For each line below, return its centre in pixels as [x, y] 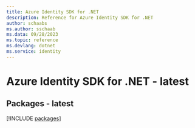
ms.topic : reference [32, 40]
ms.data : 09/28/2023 [32, 35]
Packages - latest [40, 104]
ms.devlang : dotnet [31, 46]
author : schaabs [27, 23]
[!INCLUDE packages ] [34, 118]
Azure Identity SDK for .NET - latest [98, 81]
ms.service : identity [34, 52]
